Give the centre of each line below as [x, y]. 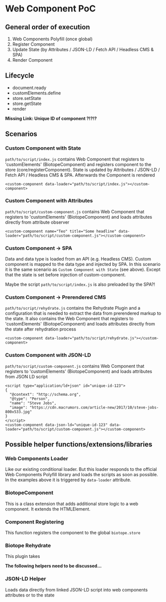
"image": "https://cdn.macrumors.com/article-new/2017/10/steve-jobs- [84, 407]
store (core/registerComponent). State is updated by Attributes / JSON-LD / [83, 170]
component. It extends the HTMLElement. [48, 509]
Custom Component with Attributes [49, 201]
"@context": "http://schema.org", [45, 394]
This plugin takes [23, 556]
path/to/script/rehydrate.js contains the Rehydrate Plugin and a [73, 308]
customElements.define [37, 93]
